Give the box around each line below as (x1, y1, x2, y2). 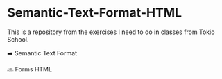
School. (7, 35, 29, 43)
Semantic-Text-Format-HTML (7, 5, 182, 21)
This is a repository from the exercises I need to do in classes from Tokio (7, 28, 215, 36)
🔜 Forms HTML (7, 64, 53, 73)
